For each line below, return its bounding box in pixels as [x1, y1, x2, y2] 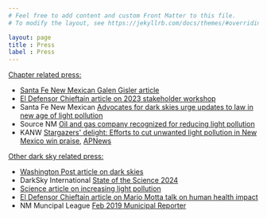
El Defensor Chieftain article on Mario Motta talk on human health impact [19, 193, 258, 202]
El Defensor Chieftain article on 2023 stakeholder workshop [19, 94, 216, 103]
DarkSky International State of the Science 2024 [19, 176, 179, 185]
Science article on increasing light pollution [19, 184, 161, 193]
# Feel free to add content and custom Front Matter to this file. [8, 11, 237, 20]
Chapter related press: [8, 70, 82, 80]
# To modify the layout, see [8, 19, 105, 27]
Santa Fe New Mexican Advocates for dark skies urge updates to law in [19, 103, 254, 112]
